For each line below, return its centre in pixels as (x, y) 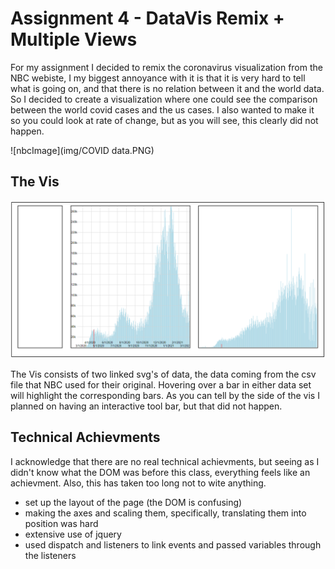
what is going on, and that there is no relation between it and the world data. (167, 88)
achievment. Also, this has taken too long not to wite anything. (138, 483)
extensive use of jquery (73, 534)
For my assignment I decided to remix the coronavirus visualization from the (166, 67)
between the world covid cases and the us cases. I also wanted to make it (162, 109)
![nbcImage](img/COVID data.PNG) (82, 150)
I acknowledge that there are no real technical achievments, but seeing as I (165, 461)
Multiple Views (74, 39)
